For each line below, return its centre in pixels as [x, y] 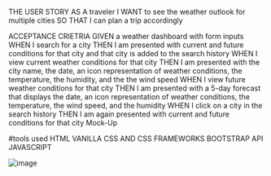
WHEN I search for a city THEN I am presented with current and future [126, 45]
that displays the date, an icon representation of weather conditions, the [129, 97]
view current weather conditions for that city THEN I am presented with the [134, 62]
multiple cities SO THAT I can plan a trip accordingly [96, 20]
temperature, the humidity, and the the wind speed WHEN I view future [127, 79]
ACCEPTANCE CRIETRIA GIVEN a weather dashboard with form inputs [126, 36]
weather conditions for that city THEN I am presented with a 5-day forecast [135, 88]
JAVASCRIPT [30, 147]
